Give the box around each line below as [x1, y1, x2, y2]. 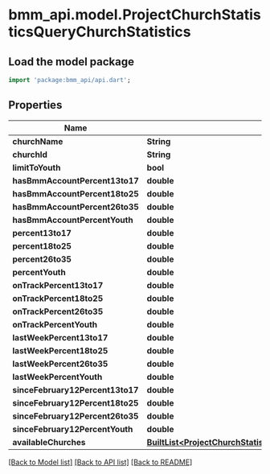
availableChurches [12, 436, 86, 447]
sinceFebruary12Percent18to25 [12, 397, 139, 408]
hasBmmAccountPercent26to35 [12, 201, 139, 212]
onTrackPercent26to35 [12, 306, 104, 317]
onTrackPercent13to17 [12, 279, 104, 291]
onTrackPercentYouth [12, 319, 98, 330]
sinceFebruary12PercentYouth [12, 423, 133, 435]
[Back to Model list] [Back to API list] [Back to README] [8, 457, 193, 467]
